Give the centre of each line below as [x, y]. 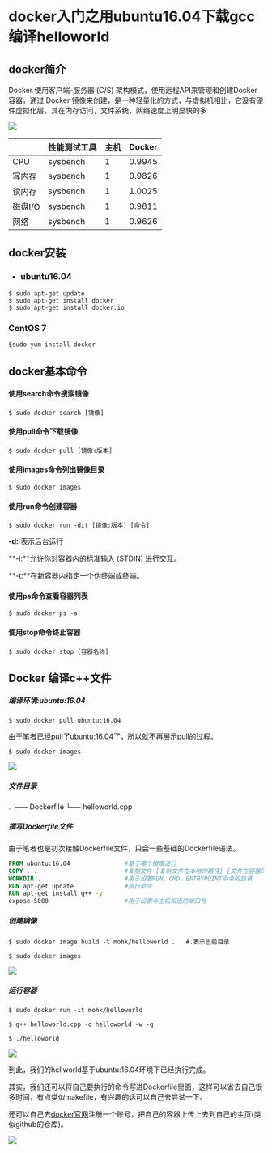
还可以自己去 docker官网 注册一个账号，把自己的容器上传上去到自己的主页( [131, 1114]
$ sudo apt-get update [47, 293]
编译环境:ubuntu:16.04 [47, 700]
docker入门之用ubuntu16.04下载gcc [132, 17]
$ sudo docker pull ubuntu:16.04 [65, 720]
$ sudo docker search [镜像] [56, 413]
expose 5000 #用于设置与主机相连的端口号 [107, 901]
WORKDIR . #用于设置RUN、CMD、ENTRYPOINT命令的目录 [130, 879]
